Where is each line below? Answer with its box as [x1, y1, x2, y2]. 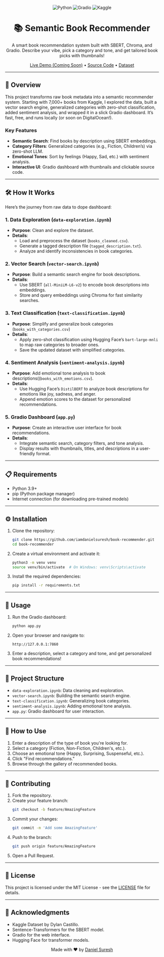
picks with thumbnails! [59, 52, 105, 58]
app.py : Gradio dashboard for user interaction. [12, 708, 105, 714]
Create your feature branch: [12, 798, 68, 804]
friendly [19, 451, 35, 457]
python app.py [12, 624, 41, 629]
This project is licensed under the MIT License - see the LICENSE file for [5, 884, 150, 890]
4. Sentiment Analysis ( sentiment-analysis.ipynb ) [5, 359, 125, 366]
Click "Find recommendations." [12, 755, 75, 761]
